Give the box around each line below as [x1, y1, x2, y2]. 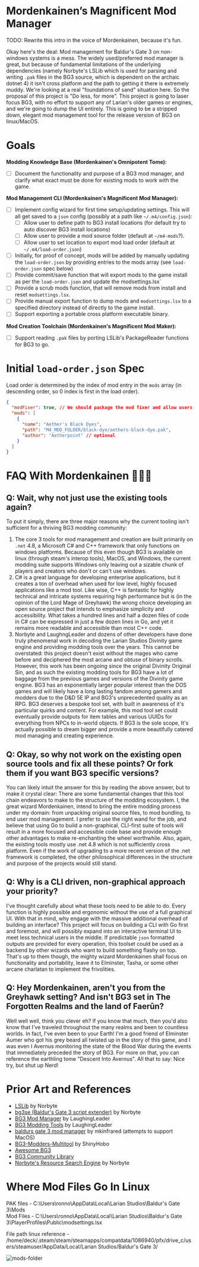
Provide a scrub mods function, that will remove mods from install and [14, 284, 187, 291]
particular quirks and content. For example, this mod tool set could [14, 707, 178, 714]
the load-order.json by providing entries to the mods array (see [14, 259, 172, 266]
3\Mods [6, 1206, 26, 1213]
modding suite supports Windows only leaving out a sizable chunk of [14, 561, 184, 569]
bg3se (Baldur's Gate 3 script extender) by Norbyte [14, 1108, 141, 1116]
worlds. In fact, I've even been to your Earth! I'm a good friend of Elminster [6, 1030, 189, 1037]
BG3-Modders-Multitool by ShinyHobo [14, 1140, 110, 1147]
